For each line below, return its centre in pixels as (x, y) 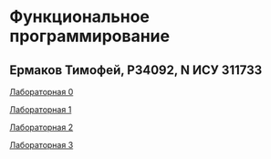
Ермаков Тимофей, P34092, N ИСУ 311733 (136, 70)
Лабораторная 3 (42, 145)
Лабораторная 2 (42, 127)
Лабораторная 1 (41, 110)
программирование (90, 36)
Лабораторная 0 (42, 92)
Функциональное (80, 17)
